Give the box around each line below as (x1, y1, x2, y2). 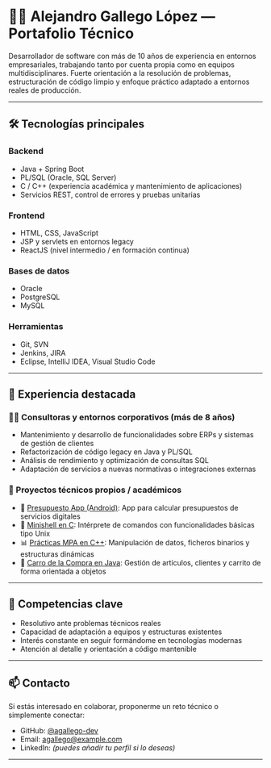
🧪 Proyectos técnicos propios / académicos (8, 484, 182, 495)
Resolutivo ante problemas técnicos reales (19, 619, 161, 628)
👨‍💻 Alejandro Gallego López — (8, 7, 216, 26)
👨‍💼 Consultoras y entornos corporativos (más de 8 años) (8, 411, 236, 423)
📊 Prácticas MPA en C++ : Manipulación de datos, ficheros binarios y (19, 537, 250, 547)
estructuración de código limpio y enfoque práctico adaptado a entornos (8, 77, 250, 86)
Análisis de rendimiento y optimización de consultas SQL (19, 456, 210, 465)
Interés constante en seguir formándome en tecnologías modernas (19, 636, 243, 645)
